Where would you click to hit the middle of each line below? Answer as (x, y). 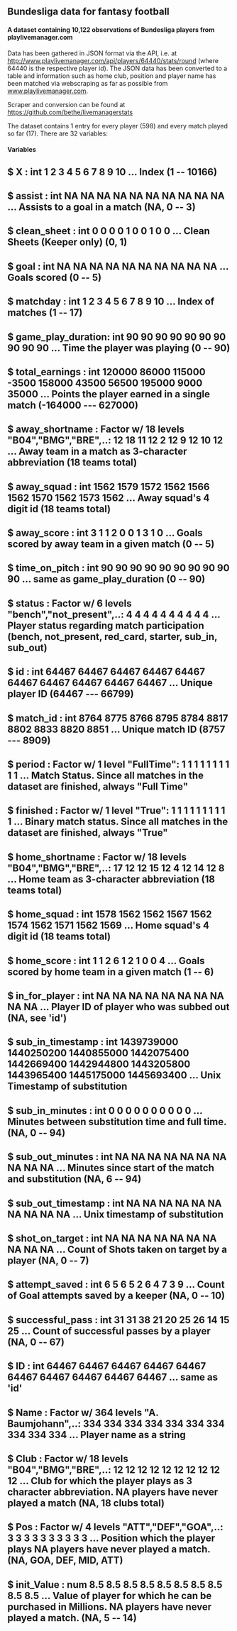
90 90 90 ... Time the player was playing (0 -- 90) (119, 348)
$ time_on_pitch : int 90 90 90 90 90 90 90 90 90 (118, 568)
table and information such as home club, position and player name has (112, 76)
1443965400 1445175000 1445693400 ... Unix (114, 1075)
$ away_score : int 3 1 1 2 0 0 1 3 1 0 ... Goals (105, 533)
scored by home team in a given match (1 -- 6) (111, 972)
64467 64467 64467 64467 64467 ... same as (113, 1377)
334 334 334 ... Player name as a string (97, 1435)
